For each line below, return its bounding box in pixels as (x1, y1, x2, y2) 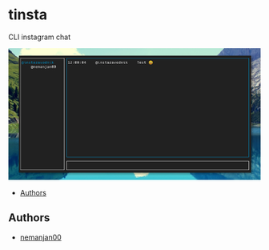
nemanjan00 (19, 232, 62, 242)
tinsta (8, 6, 48, 24)
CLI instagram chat (8, 32, 71, 42)
